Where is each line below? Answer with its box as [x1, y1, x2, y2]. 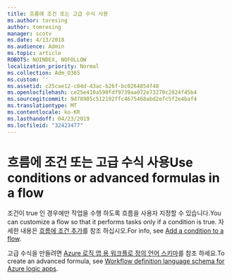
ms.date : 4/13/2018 [7, 37, 65, 44]
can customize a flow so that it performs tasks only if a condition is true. [7, 218, 217, 226]
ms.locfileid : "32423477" [7, 121, 83, 129]
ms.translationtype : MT [7, 102, 78, 109]
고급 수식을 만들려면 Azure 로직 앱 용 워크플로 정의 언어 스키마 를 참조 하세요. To [7, 249, 225, 257]
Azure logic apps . [7, 264, 59, 273]
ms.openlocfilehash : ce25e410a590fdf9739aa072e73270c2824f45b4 [7, 89, 197, 96]
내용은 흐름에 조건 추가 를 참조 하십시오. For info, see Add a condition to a [20, 226, 224, 235]
